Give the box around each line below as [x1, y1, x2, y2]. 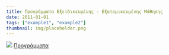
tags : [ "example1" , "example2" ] [6, 20, 86, 25]
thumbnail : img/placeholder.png [6, 25, 86, 31]
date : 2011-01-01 [6, 14, 49, 20]
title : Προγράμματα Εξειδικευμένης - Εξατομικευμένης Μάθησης [6, 8, 163, 15]
